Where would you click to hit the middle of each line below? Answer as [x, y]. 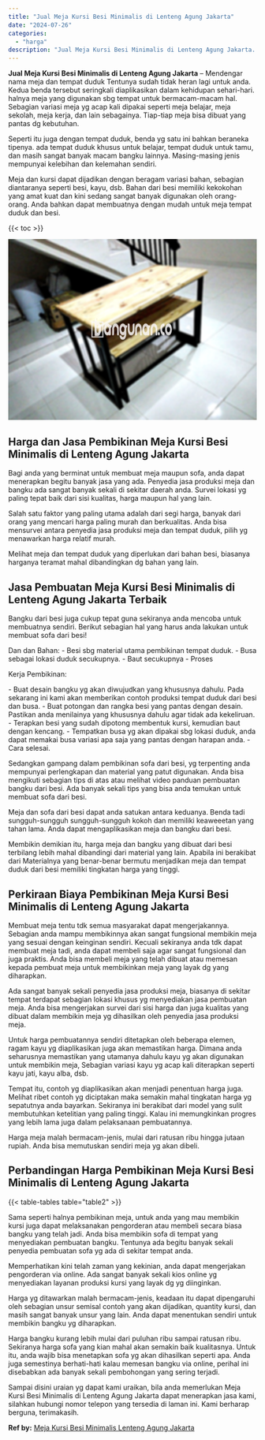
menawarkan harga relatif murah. [62, 539]
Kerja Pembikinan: [37, 674]
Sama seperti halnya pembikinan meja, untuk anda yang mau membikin [124, 1217]
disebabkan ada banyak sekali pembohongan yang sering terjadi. [114, 1371]
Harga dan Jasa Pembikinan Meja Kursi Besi [118, 442]
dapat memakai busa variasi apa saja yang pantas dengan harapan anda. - [129, 740]
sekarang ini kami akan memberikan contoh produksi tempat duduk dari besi [132, 698]
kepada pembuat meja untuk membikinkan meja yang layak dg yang [119, 968]
